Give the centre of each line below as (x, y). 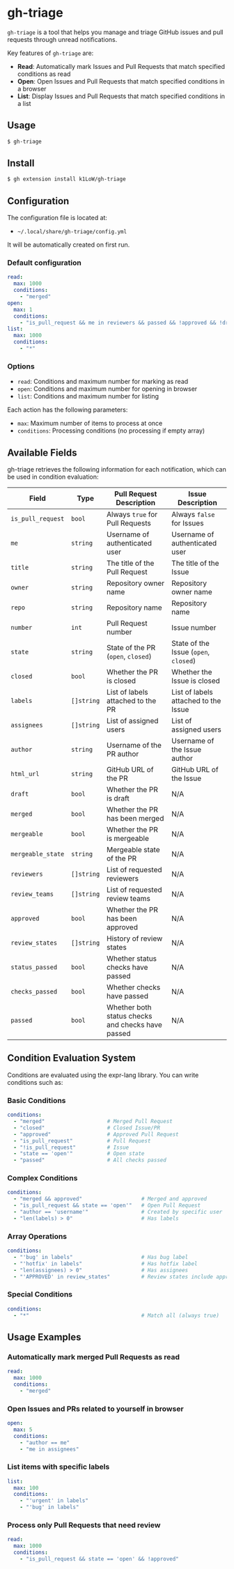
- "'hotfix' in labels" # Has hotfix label (106, 1263)
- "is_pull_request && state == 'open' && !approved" (99, 1559)
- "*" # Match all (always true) (116, 1315)
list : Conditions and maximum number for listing (88, 396)
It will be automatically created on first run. (69, 245)
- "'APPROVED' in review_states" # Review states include (114, 1276)
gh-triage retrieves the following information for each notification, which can (117, 470)
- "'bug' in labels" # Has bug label (101, 1257)
